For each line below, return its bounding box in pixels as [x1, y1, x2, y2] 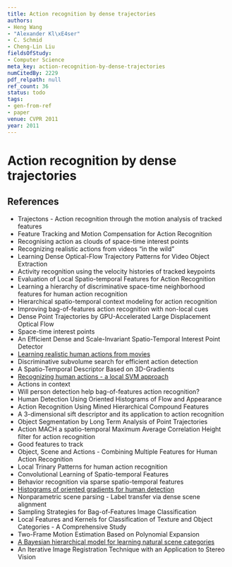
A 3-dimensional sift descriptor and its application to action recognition [17, 409, 224, 418]
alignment [17, 500, 47, 508]
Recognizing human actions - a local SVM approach [17, 372, 169, 380]
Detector [17, 342, 44, 351]
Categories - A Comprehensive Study [17, 522, 127, 531]
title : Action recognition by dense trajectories [7, 10, 157, 18]
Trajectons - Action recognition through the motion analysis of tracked [17, 214, 222, 223]
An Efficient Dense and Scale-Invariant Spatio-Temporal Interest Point [17, 334, 221, 343]
